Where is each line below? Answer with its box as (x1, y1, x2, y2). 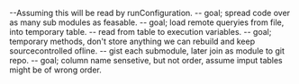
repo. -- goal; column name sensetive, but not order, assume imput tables (9, 55, 284, 65)
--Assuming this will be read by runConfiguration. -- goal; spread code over (9, 8, 291, 18)
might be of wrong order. (9, 64, 102, 75)
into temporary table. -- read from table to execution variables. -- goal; (9, 27, 272, 37)
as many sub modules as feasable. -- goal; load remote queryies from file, (9, 17, 285, 28)
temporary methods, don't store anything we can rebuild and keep (9, 36, 255, 46)
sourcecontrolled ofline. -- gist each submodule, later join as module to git (9, 46, 285, 56)
